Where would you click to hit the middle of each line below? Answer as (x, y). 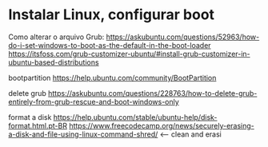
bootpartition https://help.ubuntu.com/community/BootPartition (112, 77)
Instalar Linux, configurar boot (111, 15)
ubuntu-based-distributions (54, 62)
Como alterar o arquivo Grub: (56, 37)
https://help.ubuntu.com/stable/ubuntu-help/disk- (135, 117)
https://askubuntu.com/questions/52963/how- (183, 37)
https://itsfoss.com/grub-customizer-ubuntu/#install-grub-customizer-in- (129, 54)
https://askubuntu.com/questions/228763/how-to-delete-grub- (152, 93)
